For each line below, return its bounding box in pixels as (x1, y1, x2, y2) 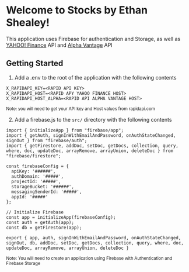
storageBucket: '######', (11, 184, 75, 190)
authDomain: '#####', (11, 173, 64, 179)
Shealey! (6, 16, 50, 29)
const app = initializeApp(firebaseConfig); (6, 214, 116, 220)
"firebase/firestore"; (6, 153, 61, 159)
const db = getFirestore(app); (6, 225, 82, 230)
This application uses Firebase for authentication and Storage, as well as (6, 35, 181, 42)
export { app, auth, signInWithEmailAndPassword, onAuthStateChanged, (6, 235, 181, 240)
